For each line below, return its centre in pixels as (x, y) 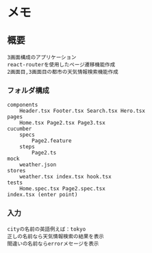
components (23, 105)
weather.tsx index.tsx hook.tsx (65, 177)
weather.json (38, 165)
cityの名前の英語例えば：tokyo (47, 229)
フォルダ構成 (28, 90)
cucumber (20, 129)
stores (16, 171)
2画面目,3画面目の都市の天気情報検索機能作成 (63, 72)
